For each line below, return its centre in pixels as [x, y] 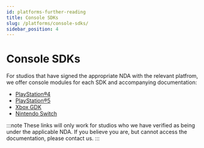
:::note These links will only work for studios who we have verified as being [101, 125]
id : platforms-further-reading [46, 12]
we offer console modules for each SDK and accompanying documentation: [102, 82]
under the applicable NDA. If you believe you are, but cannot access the [97, 132]
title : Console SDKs [33, 18]
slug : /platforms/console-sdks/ [47, 23]
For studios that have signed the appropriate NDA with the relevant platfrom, [102, 76]
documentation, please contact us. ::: [53, 138]
